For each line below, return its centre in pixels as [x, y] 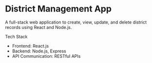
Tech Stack [16, 37]
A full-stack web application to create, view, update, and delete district [76, 22]
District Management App [58, 9]
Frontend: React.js [30, 46]
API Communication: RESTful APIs [46, 56]
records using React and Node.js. [38, 27]
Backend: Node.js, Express [39, 51]
